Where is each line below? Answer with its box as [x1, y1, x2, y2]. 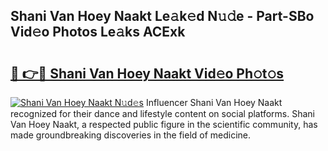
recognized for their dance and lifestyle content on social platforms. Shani [10, 108, 316, 119]
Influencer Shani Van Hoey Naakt [145, 97, 283, 108]
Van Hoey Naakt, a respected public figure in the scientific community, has [10, 119, 318, 130]
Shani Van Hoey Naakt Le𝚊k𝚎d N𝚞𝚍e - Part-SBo [10, 8, 315, 25]
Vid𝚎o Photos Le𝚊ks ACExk [10, 24, 186, 41]
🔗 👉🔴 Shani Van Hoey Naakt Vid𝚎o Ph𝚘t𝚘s [10, 65, 285, 82]
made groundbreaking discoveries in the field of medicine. [10, 129, 252, 141]
